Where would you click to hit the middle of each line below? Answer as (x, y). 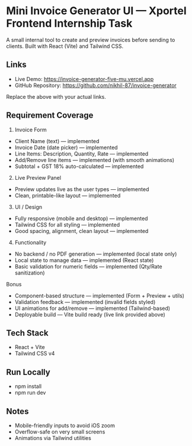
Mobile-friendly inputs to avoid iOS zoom (65, 425)
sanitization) (30, 273)
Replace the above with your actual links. (56, 96)
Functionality (31, 242)
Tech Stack (27, 333)
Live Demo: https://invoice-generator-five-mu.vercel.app (84, 79)
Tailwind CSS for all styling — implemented (67, 224)
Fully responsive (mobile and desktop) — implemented (81, 218)
